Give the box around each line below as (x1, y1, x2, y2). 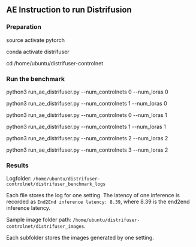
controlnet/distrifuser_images (6, 224, 85, 230)
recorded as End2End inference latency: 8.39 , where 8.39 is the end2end (6, 198, 190, 206)
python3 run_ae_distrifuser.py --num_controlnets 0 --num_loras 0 (6, 88, 169, 95)
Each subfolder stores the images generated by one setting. (6, 234, 154, 242)
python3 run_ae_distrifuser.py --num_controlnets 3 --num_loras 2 (6, 146, 168, 153)
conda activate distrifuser (6, 48, 70, 55)
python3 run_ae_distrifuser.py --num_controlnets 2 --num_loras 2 (6, 134, 168, 141)
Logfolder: (6, 175, 32, 182)
